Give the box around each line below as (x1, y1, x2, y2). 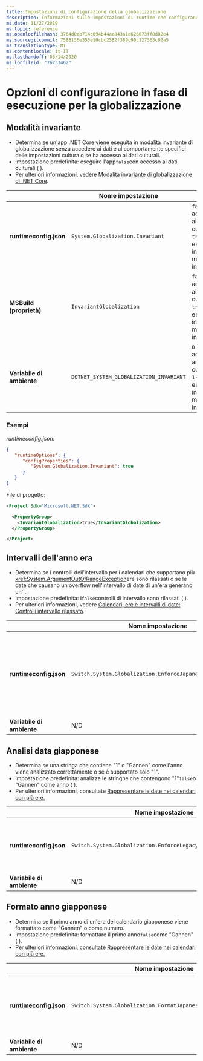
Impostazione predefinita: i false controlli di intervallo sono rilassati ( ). (14, 594, 188, 602)
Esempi (6, 421, 29, 430)
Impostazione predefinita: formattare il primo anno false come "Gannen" (14, 930, 194, 938)
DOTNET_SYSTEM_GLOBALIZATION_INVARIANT (71, 373, 186, 380)
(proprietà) (9, 306, 42, 315)
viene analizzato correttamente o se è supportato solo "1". (14, 768, 159, 775)
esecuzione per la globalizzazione (6, 98, 181, 112)
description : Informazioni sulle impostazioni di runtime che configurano (6, 15, 199, 21)
